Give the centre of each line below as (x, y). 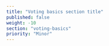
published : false (28, 17)
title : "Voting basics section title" (55, 12)
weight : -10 (21, 23)
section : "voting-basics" (39, 28)
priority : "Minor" (29, 34)
